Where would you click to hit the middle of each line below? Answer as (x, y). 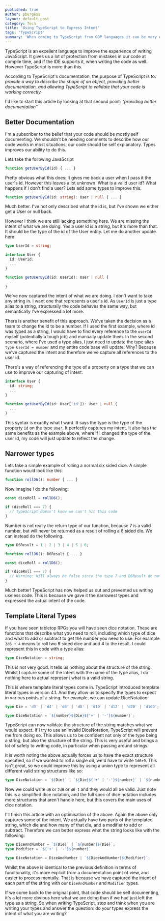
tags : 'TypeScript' (25, 32)
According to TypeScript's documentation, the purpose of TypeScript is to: (81, 76)
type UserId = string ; (28, 246)
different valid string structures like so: (44, 771)
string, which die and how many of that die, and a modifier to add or (74, 825)
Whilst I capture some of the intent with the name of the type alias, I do (77, 672)
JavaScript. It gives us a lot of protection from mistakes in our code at (76, 56)
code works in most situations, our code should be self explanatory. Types (80, 144)
